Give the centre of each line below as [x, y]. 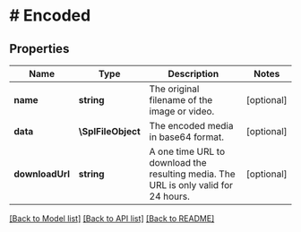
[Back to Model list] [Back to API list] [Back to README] [112, 219]
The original [174, 89]
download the [178, 163]
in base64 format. [186, 137]
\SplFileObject [109, 131]
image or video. [182, 111]
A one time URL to [187, 151]
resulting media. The [192, 174]
